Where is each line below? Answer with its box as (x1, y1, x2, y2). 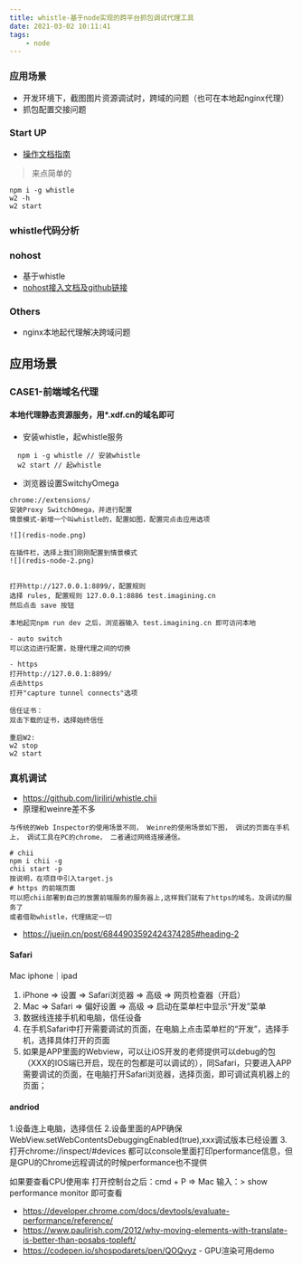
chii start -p (9, 865, 63, 874)
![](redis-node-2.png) (9, 556, 95, 566)
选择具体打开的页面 (38, 1035, 110, 1046)
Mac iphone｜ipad (9, 970, 79, 982)
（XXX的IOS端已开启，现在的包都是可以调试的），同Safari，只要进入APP (22, 1058, 292, 1069)
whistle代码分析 (9, 224, 80, 236)
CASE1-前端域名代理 (9, 385, 99, 398)
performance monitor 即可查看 (9, 1187, 123, 1198)
